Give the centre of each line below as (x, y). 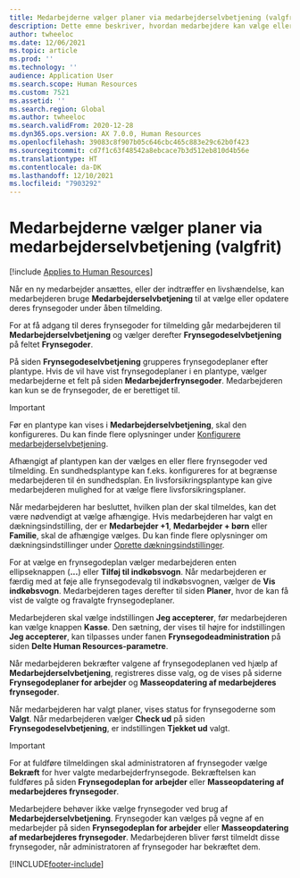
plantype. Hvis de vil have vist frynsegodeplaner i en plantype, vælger (138, 371)
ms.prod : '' (31, 59)
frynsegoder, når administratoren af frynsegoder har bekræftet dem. (135, 847)
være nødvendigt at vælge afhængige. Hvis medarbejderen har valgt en (142, 517)
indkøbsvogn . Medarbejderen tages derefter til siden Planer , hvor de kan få (149, 591)
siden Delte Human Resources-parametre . (89, 646)
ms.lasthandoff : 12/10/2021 (62, 175)
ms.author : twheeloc (48, 117)
